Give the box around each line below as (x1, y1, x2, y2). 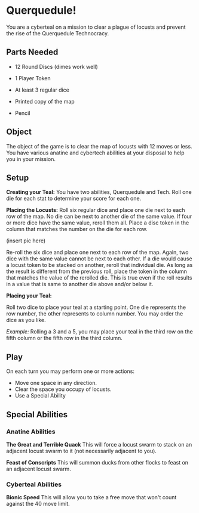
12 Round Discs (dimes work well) (14, 63, 99, 70)
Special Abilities (6, 409, 68, 420)
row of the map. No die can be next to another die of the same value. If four (6, 213, 192, 220)
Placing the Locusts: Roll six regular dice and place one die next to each (6, 207, 185, 214)
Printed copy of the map (14, 98, 75, 105)
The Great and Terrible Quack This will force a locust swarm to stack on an (6, 441, 192, 448)
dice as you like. (6, 317, 46, 324)
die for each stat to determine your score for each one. (6, 195, 142, 202)
